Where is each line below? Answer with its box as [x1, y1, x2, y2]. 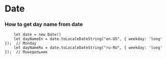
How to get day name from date [5, 21, 83, 28]
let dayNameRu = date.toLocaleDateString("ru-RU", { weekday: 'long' [14, 45, 163, 50]
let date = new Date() [14, 32, 61, 37]
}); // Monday [5, 41, 37, 46]
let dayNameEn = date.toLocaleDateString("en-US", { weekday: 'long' [14, 36, 163, 41]
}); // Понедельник [5, 49, 48, 55]
